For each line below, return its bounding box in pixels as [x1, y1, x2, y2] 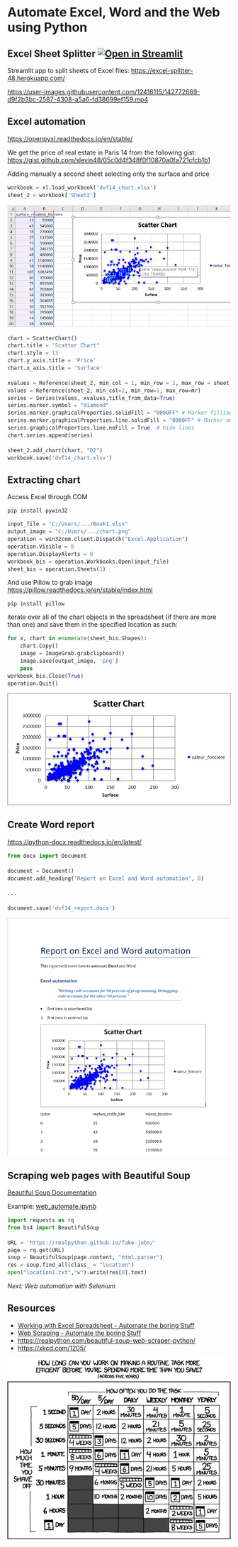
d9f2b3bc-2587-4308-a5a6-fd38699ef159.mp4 [7, 95, 149, 104]
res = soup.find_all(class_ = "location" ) [7, 1261, 135, 1269]
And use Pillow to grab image [7, 579, 93, 587]
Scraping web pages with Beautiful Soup [7, 1169, 191, 1181]
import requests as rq [7, 1217, 74, 1224]
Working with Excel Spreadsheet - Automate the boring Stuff [17, 1321, 195, 1329]
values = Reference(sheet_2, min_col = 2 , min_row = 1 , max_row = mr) [7, 387, 201, 394]
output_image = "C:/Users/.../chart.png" [7, 528, 132, 535]
